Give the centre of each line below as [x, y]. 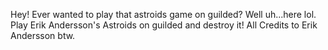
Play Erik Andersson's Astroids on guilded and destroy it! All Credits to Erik [164, 25]
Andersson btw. [43, 35]
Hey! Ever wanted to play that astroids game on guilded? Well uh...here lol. [163, 14]
